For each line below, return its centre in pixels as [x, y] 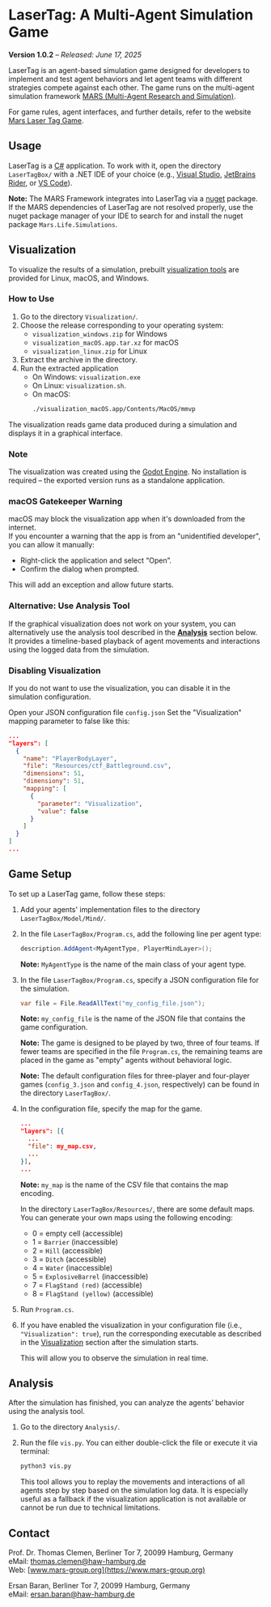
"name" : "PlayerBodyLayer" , [70, 759]
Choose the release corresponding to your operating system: [122, 325]
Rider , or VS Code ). [40, 182]
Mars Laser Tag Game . [46, 120]
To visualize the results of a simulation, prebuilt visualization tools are [124, 269]
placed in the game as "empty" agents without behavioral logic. [126, 1061]
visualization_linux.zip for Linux [90, 351]
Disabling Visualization [55, 671]
